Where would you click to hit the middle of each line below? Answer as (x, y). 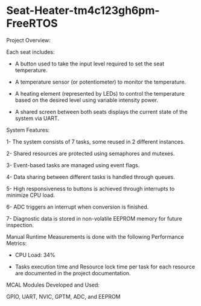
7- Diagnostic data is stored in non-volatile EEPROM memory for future (94, 218)
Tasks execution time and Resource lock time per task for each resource (105, 267)
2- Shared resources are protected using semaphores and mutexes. (91, 153)
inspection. (20, 225)
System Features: (28, 130)
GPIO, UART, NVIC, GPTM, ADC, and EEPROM (63, 296)
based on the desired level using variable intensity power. (87, 100)
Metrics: (17, 243)
